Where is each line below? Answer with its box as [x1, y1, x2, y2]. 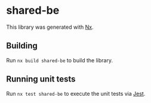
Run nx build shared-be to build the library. [6, 56, 113, 63]
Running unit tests [6, 74, 76, 84]
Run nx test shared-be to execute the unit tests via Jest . [6, 90, 146, 97]
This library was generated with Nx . [6, 23, 94, 31]
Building [6, 41, 38, 51]
